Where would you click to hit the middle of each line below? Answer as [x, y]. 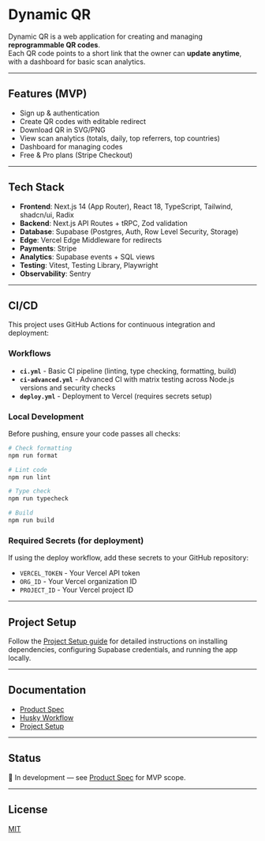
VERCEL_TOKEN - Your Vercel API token [80, 573]
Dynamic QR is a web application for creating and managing [106, 36]
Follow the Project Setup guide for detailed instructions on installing [118, 641]
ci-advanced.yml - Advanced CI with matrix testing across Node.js [127, 379]
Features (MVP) [48, 94]
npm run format [33, 455]
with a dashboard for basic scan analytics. [77, 62]
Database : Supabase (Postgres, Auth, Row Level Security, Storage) [129, 232]
